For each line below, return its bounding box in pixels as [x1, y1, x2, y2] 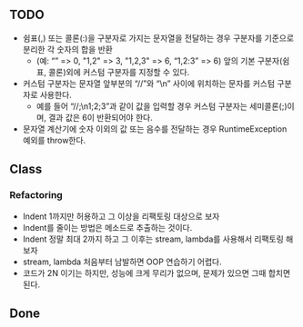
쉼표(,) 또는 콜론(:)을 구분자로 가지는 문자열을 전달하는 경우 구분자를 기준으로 [22, 32, 294, 44]
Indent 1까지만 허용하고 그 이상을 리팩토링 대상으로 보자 [22, 211, 220, 222]
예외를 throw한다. [22, 134, 86, 145]
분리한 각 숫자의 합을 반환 [22, 44, 114, 54]
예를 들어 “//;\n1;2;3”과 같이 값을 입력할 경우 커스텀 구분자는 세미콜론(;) [35, 100, 288, 112]
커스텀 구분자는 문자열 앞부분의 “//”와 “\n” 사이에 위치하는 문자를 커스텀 [22, 77, 276, 89]
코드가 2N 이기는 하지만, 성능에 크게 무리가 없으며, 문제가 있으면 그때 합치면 [22, 267, 291, 278]
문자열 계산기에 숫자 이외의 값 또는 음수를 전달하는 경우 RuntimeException [22, 123, 288, 134]
